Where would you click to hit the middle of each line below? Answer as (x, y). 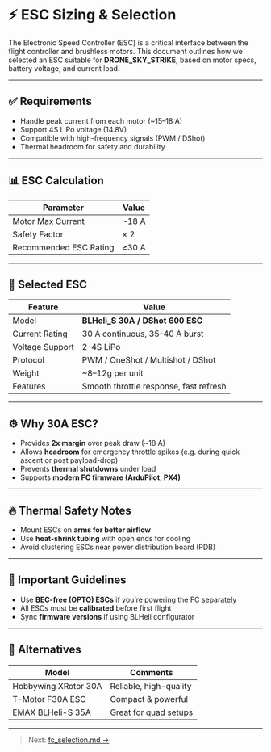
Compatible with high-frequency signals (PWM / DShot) (113, 138)
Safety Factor (38, 234)
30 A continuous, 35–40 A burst (143, 334)
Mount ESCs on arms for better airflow (85, 530)
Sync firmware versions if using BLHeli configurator (107, 616)
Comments (152, 672)
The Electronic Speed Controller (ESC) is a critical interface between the (128, 42)
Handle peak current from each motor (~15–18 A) (101, 120)
